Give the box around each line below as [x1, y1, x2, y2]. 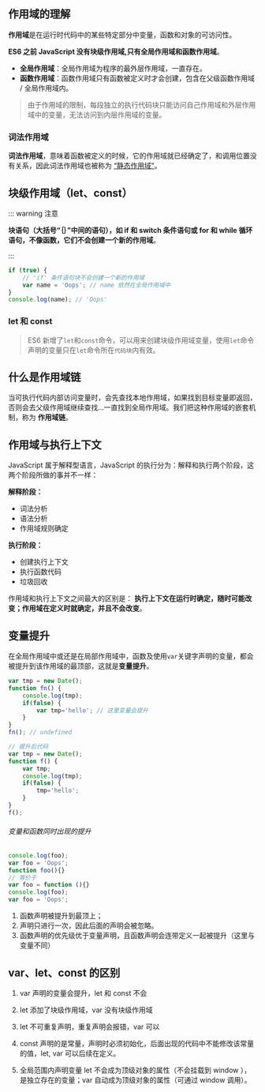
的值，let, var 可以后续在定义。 [19, 1049, 121, 1058]
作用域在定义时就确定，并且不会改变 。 [21, 603, 147, 614]
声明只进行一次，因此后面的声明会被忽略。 [19, 921, 159, 930]
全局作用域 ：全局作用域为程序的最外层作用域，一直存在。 [19, 63, 207, 73]
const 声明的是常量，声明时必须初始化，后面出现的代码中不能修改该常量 [19, 1038, 255, 1048]
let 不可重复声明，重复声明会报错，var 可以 [19, 1022, 160, 1031]
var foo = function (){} [8, 881, 90, 889]
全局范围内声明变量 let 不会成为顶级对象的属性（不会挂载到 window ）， [19, 1065, 251, 1075]
